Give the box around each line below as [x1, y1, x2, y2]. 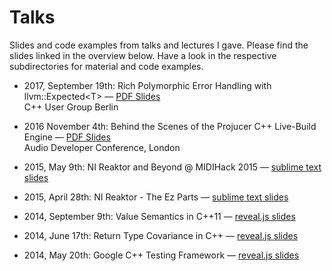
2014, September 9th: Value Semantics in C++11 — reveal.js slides [23, 210, 296, 222]
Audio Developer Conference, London [23, 141, 181, 153]
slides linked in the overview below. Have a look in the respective [9, 49, 277, 61]
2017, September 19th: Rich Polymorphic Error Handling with [23, 79, 272, 91]
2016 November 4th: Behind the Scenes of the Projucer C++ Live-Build [23, 120, 317, 132]
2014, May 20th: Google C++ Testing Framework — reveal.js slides [23, 249, 300, 261]
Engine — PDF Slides [23, 131, 111, 143]
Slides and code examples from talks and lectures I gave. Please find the [9, 39, 309, 51]
